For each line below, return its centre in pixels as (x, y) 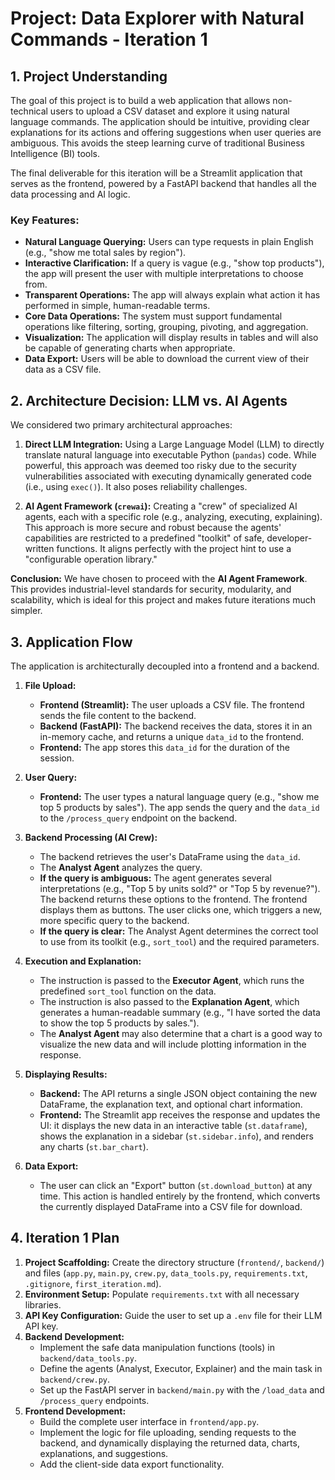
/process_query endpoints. (94, 1400)
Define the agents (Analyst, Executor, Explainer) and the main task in (181, 1368)
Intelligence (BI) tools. (55, 153)
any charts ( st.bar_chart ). (94, 1146)
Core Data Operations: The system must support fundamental (153, 316)
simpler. (26, 611)
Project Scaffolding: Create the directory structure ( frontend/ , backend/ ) (174, 1262)
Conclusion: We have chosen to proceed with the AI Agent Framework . (159, 579)
